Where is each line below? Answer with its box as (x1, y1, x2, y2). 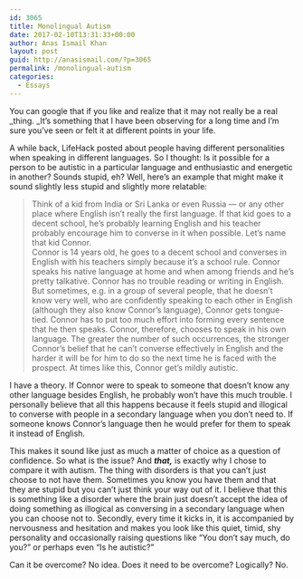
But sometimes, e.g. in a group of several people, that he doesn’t (31, 285, 273, 295)
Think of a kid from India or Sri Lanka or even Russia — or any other (31, 198, 285, 209)
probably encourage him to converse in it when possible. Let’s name (31, 227, 287, 238)
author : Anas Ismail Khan (9, 38, 107, 48)
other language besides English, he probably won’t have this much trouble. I (9, 389, 292, 400)
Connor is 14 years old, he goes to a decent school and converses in (31, 246, 288, 257)
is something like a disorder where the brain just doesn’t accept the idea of (9, 493, 289, 504)
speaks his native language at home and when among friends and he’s (31, 265, 295, 276)
